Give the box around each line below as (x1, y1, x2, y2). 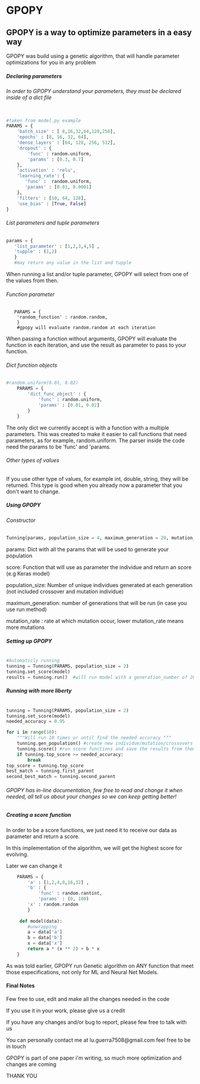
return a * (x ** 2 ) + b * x (27, 946, 100, 952)
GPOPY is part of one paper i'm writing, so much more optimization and (6, 1054, 182, 1062)
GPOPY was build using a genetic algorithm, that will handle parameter (6, 52, 180, 60)
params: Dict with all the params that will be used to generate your (6, 546, 169, 553)
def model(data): (19, 918, 62, 924)
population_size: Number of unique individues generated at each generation (6, 582, 193, 589)
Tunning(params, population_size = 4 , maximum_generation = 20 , (6, 535, 169, 541)
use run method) (6, 606, 47, 613)
